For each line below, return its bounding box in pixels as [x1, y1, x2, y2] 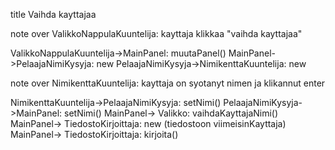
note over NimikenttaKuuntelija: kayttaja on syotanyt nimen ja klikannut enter [10, 77, 326, 89]
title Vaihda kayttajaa [10, 9, 97, 20]
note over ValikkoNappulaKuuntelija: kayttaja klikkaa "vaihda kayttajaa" [10, 28, 303, 39]
